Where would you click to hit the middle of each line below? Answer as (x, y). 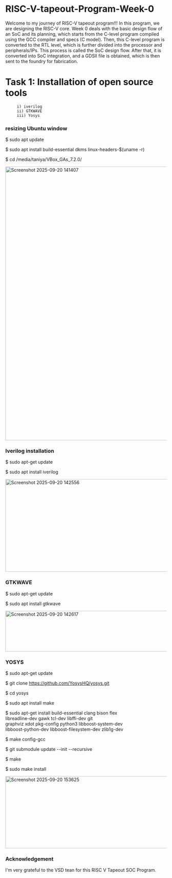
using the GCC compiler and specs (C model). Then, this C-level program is (85, 39)
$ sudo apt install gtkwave (33, 604)
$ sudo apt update (25, 139)
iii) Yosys (28, 115)
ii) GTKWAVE (29, 111)
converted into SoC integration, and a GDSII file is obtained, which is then (83, 56)
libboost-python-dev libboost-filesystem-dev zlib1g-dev (64, 729)
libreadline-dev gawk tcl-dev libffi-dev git (49, 719)
